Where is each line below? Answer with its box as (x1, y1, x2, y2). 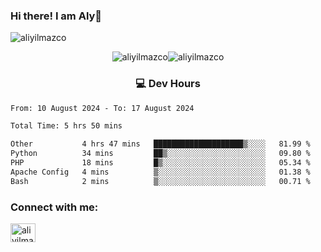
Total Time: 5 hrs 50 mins (10, 121, 123, 131)
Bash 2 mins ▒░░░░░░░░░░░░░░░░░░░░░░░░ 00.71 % (10, 176, 311, 186)
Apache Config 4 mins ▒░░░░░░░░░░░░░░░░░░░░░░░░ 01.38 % (10, 167, 311, 177)
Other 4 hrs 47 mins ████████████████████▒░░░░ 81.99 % (10, 139, 311, 149)
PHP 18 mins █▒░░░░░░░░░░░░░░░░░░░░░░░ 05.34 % (10, 158, 311, 168)
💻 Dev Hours (135, 77, 201, 91)
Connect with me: (10, 200, 99, 214)
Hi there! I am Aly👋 (10, 9, 103, 23)
